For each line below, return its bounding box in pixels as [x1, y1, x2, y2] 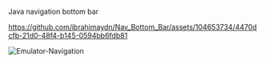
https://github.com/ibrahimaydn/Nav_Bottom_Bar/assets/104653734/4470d [8, 22, 258, 31]
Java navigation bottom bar [8, 7, 98, 16]
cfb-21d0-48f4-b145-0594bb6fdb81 [8, 31, 128, 40]
